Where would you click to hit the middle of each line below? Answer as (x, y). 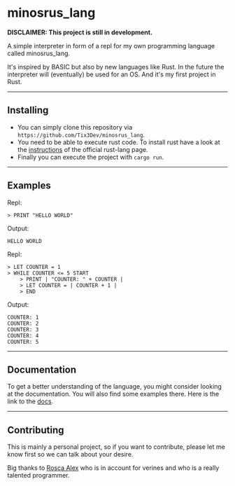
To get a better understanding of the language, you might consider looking (115, 387)
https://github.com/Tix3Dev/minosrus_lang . (81, 134)
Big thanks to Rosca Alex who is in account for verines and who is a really (113, 468)
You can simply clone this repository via (75, 127)
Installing (28, 110)
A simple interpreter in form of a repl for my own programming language (111, 46)
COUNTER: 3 (23, 329)
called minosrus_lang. (39, 53)
